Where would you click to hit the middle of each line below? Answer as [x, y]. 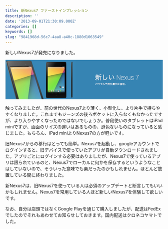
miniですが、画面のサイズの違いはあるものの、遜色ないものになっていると [81, 127]
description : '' [22, 16]
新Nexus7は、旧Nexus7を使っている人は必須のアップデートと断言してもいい [84, 186]
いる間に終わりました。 [42, 175]
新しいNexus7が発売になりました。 [41, 52]
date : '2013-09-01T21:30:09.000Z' [41, 21]
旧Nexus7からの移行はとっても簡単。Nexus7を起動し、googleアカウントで [82, 144]
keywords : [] [19, 32]
